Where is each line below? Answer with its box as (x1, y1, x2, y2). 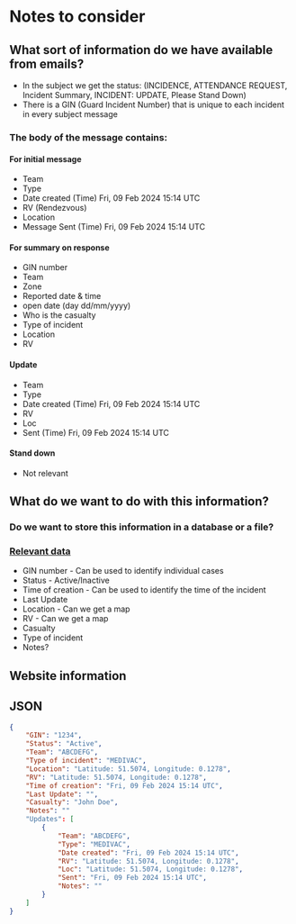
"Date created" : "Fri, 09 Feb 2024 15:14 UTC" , (57, 848, 240, 857)
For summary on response (9, 241, 110, 253)
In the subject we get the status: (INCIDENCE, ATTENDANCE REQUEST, (22, 80, 288, 91)
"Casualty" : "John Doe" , (25, 798, 119, 807)
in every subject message (22, 109, 119, 119)
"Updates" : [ (25, 815, 75, 824)
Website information (9, 668, 127, 684)
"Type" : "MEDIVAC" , (57, 839, 130, 848)
